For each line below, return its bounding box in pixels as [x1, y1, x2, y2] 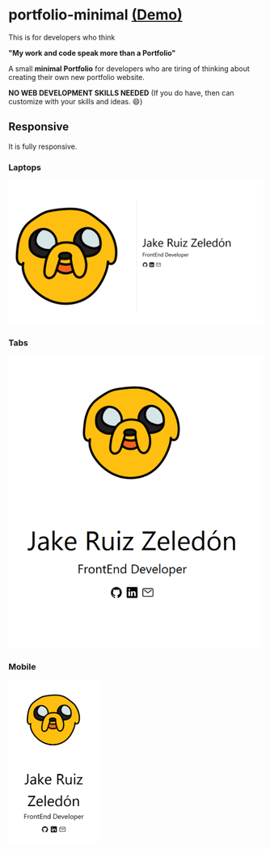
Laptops [8, 162, 42, 173]
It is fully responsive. [8, 141, 78, 151]
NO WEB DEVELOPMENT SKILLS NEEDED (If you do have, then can [8, 87, 234, 98]
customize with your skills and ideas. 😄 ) [8, 96, 143, 106]
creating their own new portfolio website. [8, 72, 146, 82]
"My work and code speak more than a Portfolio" [8, 48, 176, 57]
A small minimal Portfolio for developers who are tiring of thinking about [8, 63, 251, 74]
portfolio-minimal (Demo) [8, 6, 184, 24]
